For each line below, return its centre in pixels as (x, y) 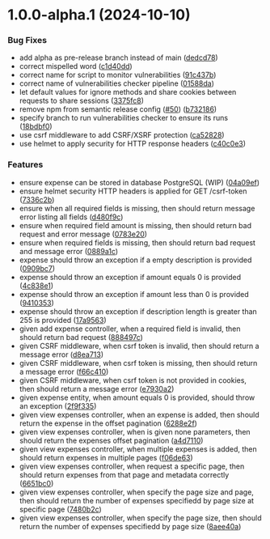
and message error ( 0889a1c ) (69, 251)
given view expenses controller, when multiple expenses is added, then (138, 449)
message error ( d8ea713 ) (61, 354)
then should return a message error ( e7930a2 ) (97, 388)
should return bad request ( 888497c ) (81, 337)
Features (25, 165)
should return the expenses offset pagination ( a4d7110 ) (111, 440)
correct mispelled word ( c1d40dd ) (76, 66)
